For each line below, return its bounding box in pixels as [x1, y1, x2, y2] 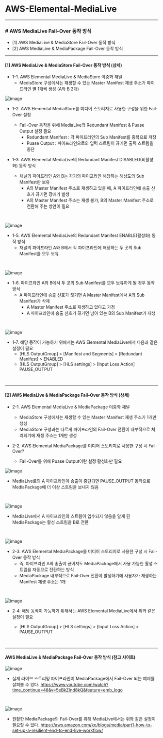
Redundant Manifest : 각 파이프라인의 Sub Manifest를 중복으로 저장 [26, 134, 157, 140]
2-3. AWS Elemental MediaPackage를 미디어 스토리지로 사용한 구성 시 [12, 548, 148, 554]
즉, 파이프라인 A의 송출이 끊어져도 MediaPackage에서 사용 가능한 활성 [19, 560, 153, 566]
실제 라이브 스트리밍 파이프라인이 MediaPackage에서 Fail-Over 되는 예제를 [12, 675, 155, 681]
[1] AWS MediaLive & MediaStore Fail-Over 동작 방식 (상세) [5, 62, 122, 68]
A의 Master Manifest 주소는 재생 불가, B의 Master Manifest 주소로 [26, 198, 154, 203]
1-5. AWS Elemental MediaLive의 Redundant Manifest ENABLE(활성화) [12, 233, 151, 238]
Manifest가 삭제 [19, 298, 50, 304]
